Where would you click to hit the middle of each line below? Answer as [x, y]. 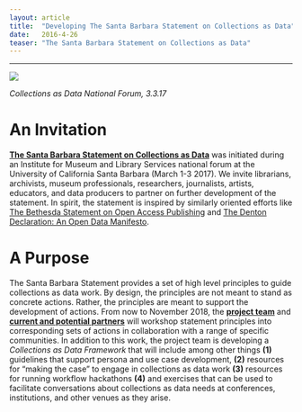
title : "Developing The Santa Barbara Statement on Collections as [140, 26]
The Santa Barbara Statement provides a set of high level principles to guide [151, 283]
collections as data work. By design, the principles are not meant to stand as [151, 292]
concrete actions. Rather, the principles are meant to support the [129, 302]
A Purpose [49, 258]
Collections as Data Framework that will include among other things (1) [141, 350]
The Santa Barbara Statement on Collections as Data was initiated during [147, 155]
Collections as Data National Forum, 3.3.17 [88, 94]
